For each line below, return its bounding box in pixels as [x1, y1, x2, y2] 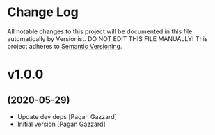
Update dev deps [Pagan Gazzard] [17, 112, 117, 120]
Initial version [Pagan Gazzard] [17, 120, 106, 128]
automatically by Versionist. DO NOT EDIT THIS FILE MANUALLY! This [7, 34, 208, 42]
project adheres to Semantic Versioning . [7, 42, 122, 50]
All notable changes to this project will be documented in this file [7, 27, 193, 35]
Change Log [7, 4, 79, 20]
